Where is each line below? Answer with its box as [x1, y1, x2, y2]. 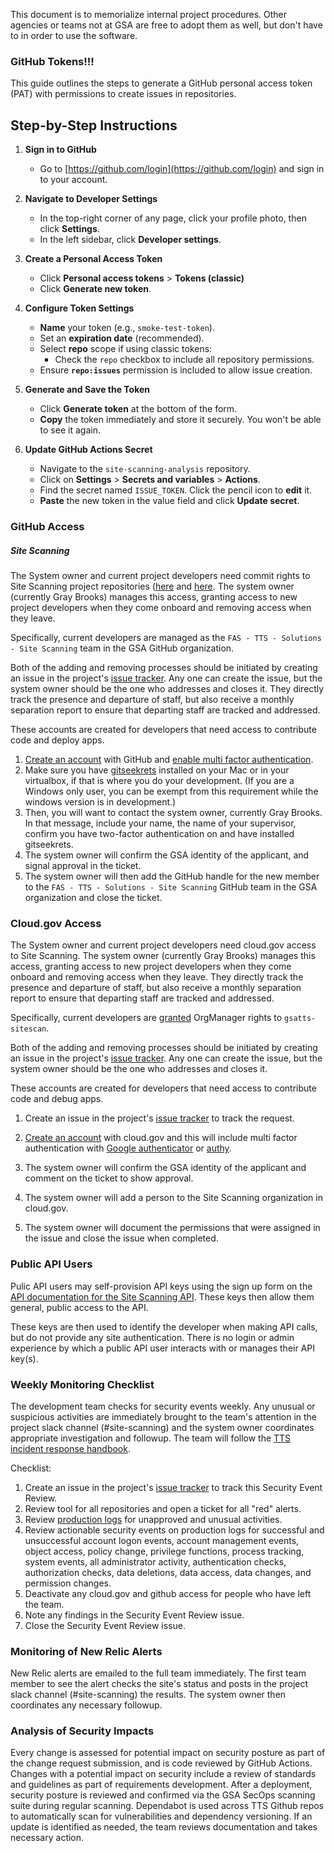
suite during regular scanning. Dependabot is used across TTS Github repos [10, 1800, 325, 1812]
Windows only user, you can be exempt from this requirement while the [24, 785, 319, 797]
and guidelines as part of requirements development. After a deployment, [10, 1779, 313, 1791]
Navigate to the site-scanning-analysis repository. [39, 463, 251, 475]
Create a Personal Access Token [24, 253, 163, 265]
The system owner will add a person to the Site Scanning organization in [24, 1192, 323, 1204]
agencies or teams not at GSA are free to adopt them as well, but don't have [10, 19, 323, 31]
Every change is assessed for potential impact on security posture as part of [10, 1747, 326, 1759]
